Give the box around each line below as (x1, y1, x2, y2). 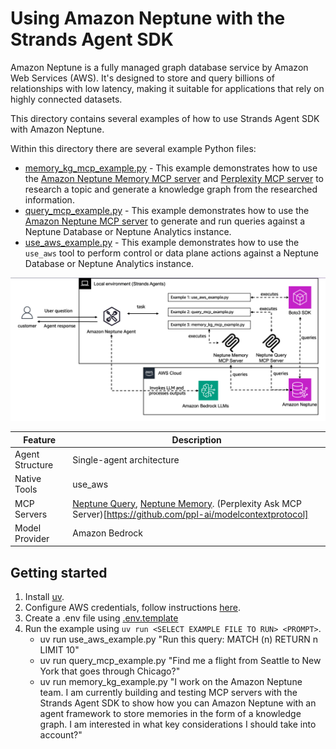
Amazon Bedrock (72, 527, 144, 539)
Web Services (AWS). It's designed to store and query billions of (10, 72, 275, 84)
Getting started (10, 564, 108, 581)
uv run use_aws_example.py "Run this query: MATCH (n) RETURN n (39, 633, 318, 646)
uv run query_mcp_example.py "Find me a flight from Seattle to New (39, 655, 322, 667)
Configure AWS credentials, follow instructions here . (24, 602, 241, 614)
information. (24, 193, 75, 206)
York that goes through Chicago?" (39, 665, 181, 677)
